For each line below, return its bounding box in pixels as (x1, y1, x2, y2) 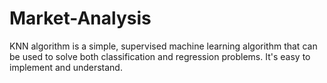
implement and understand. (9, 61, 123, 73)
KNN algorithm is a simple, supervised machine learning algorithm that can (9, 40, 318, 52)
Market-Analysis (9, 7, 152, 30)
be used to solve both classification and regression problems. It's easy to (9, 50, 311, 62)
